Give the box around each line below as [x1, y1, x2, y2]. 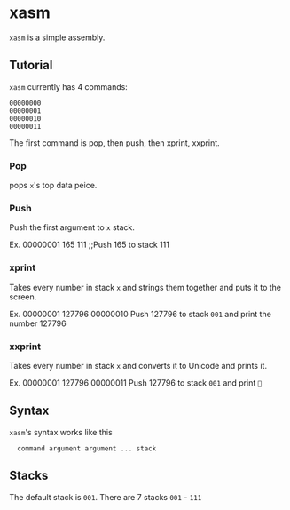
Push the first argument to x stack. [9, 222, 136, 233]
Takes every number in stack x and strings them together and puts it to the [9, 282, 282, 292]
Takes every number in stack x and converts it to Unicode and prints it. [9, 360, 268, 371]
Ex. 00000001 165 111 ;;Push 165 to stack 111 [9, 239, 170, 251]
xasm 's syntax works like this [9, 426, 113, 437]
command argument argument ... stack [17, 443, 157, 453]
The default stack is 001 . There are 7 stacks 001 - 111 [9, 491, 202, 502]
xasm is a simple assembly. [9, 32, 106, 43]
